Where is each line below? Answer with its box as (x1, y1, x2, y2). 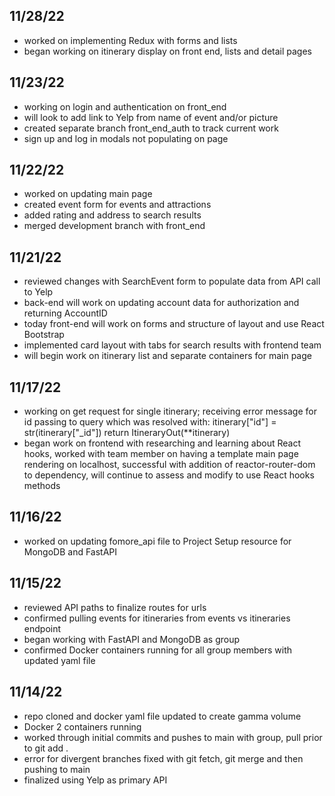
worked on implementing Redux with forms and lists (23, 34, 238, 46)
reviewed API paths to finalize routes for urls (23, 601, 207, 613)
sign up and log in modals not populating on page (23, 132, 229, 144)
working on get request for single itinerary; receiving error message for (23, 405, 317, 418)
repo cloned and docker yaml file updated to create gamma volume (23, 710, 302, 722)
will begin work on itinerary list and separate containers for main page (23, 350, 312, 362)
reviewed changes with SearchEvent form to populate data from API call (23, 275, 321, 288)
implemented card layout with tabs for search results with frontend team (23, 339, 322, 351)
